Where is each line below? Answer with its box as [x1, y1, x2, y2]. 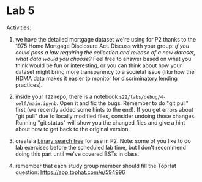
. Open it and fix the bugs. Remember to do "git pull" [56, 99, 189, 107]
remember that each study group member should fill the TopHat [15, 162, 176, 169]
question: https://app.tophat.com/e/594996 [15, 169, 125, 176]
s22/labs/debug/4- [119, 94, 166, 100]
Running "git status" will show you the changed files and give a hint [15, 118, 185, 126]
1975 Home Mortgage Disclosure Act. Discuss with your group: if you [15, 42, 190, 49]
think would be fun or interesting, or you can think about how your [15, 62, 182, 69]
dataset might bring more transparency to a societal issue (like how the [15, 68, 195, 75]
